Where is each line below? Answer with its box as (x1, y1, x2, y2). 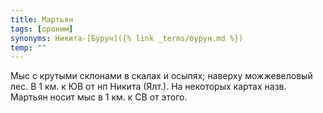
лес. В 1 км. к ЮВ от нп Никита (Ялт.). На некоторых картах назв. (10, 81, 287, 93)
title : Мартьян (10, 14, 74, 25)
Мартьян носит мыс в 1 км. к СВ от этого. (10, 91, 188, 103)
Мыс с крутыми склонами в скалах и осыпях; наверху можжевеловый (10, 70, 313, 82)
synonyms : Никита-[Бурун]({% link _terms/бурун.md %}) (10, 33, 244, 43)
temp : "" (10, 42, 47, 53)
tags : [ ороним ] (10, 24, 74, 34)
